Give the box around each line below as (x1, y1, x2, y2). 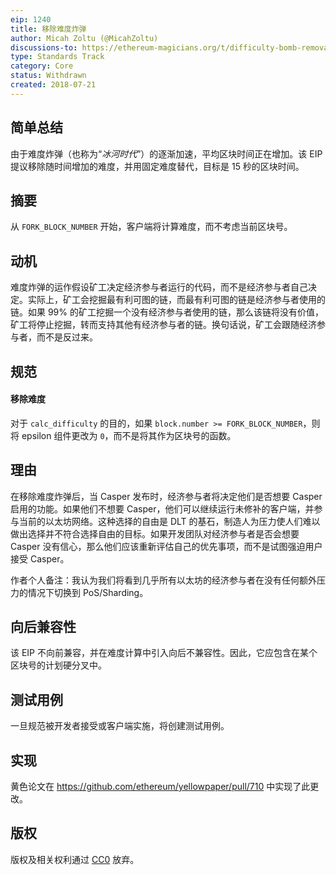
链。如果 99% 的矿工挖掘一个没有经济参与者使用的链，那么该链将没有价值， (10, 306, 324, 318)
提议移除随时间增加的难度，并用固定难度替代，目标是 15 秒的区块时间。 (10, 160, 305, 172)
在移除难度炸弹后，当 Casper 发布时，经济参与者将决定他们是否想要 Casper (10, 490, 323, 502)
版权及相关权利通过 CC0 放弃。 (10, 853, 140, 865)
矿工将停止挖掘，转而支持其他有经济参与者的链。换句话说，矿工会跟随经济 (10, 319, 317, 331)
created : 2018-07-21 (10, 80, 97, 90)
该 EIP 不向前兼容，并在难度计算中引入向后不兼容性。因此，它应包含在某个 (10, 647, 318, 659)
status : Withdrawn (10, 71, 87, 81)
